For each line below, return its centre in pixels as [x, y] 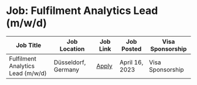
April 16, [131, 62]
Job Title [28, 45]
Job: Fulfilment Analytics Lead [82, 11]
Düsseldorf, [70, 62]
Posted [131, 49]
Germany [66, 69]
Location [72, 49]
